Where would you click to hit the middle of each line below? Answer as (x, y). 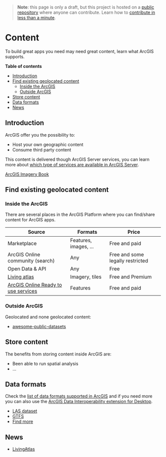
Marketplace (22, 244)
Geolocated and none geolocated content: (48, 317)
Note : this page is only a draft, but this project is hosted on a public (86, 7)
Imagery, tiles (86, 277)
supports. (15, 56)
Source (37, 232)
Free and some (127, 254)
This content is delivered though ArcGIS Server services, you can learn (77, 159)
